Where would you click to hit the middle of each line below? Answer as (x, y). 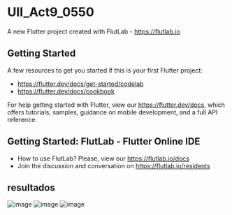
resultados (31, 187)
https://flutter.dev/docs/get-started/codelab (80, 84)
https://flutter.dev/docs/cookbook (66, 91)
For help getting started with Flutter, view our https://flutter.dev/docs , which (116, 105)
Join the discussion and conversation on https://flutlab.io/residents (114, 165)
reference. (22, 119)
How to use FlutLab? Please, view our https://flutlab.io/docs (103, 158)
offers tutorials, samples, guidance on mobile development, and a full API (113, 112)
